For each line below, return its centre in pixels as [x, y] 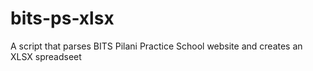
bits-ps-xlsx [62, 18]
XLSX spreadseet [46, 56]
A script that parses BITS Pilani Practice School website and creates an [156, 46]
